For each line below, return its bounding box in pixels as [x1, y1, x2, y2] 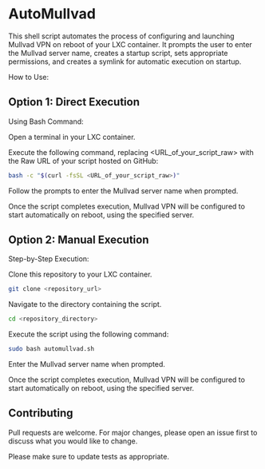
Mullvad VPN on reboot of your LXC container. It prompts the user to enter [8, 39, 253, 49]
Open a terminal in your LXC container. [8, 132, 136, 141]
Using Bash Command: [8, 117, 84, 126]
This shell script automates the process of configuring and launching [8, 31, 235, 41]
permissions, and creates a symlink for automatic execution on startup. [8, 57, 242, 66]
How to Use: [8, 72, 49, 81]
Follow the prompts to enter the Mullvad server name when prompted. [8, 185, 239, 196]
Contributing [8, 407, 73, 420]
